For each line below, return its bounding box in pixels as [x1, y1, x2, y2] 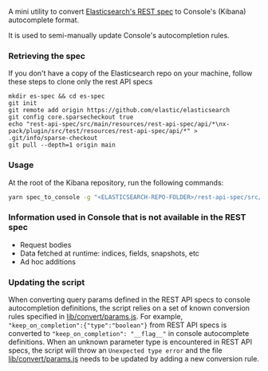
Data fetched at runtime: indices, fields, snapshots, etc [19, 248, 199, 258]
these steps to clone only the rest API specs [8, 77, 153, 87]
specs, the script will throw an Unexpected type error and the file [8, 346, 223, 355]
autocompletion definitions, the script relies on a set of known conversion [8, 303, 250, 313]
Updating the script [8, 276, 85, 287]
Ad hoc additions [19, 256, 76, 266]
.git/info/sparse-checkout [8, 135, 98, 143]
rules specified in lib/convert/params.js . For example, [8, 312, 183, 322]
